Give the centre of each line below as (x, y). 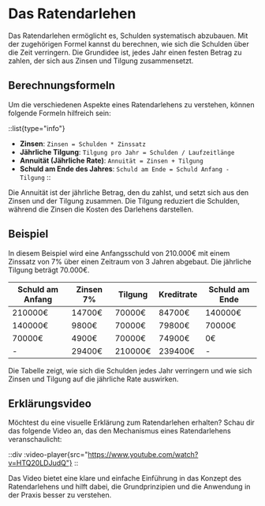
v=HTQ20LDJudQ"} (40, 463)
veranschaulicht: (35, 440)
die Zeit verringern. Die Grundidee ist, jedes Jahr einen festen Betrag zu (125, 52)
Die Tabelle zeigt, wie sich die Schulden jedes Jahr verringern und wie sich (130, 370)
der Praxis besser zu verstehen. (60, 495)
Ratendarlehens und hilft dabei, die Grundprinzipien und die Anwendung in (129, 487)
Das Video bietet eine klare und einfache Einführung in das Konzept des (125, 478)
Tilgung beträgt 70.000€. (49, 270)
